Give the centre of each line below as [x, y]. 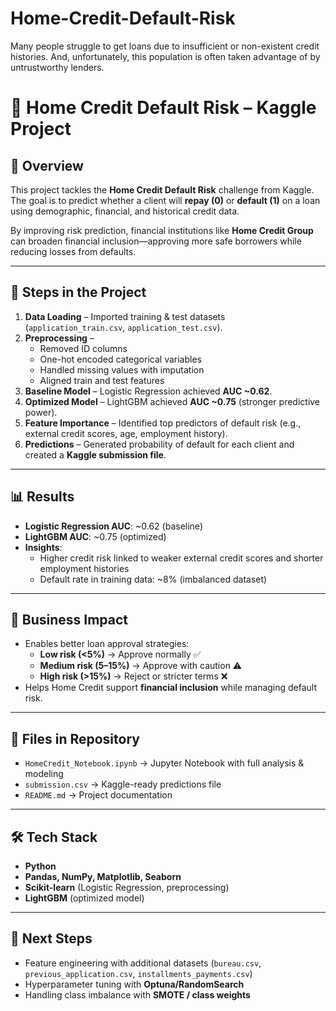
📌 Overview [47, 165]
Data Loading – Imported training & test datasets [125, 316]
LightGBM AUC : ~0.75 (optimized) [95, 536]
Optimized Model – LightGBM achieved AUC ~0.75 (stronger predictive [172, 401]
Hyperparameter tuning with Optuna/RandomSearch [134, 984]
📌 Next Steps [51, 938]
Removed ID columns [83, 348]
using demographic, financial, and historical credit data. [125, 211]
